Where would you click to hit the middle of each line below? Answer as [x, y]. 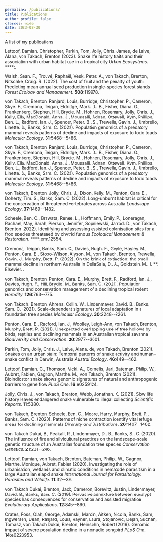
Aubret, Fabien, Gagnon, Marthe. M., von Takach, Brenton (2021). [71, 374]
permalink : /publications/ [33, 10]
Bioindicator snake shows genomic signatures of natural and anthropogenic [81, 379]
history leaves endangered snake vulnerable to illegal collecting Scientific [79, 399]
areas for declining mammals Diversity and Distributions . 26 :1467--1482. [78, 424]
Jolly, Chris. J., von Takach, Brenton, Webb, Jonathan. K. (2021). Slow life [79, 394]
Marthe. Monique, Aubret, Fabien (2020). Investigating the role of [71, 464]
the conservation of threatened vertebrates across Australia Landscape [77, 204]
